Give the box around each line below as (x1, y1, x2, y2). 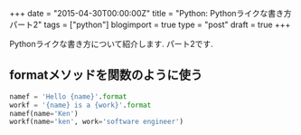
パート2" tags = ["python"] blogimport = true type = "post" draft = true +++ (9, 19, 291, 30)
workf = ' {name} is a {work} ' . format (9, 101, 152, 110)
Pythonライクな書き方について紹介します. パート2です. (9, 39, 214, 49)
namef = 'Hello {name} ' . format (9, 92, 127, 101)
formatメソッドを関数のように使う (9, 67, 203, 83)
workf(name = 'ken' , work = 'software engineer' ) (9, 117, 183, 127)
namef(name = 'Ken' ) (9, 109, 79, 118)
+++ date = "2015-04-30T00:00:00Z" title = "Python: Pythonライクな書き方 (9, 8, 292, 18)
